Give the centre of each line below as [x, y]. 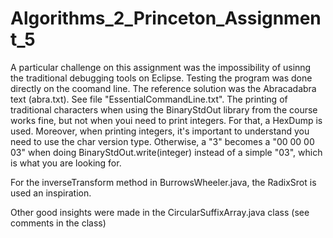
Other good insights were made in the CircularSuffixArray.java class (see [160, 212]
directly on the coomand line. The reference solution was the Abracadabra [163, 88]
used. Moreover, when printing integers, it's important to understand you [160, 131]
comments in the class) [58, 223]
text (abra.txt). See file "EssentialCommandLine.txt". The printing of [149, 99]
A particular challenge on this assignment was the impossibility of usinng [161, 67]
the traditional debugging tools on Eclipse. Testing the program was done [161, 78]
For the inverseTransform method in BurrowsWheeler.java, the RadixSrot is [163, 182]
